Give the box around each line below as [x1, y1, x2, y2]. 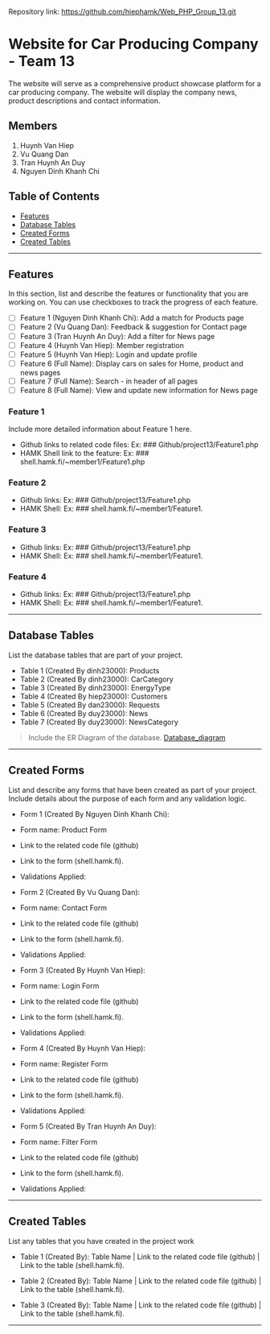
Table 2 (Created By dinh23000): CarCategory [19, 674, 174, 684]
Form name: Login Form [19, 980, 100, 990]
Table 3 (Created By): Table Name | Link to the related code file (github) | [19, 1300, 262, 1310]
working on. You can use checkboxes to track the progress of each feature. [8, 297, 259, 307]
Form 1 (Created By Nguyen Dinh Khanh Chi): [19, 809, 170, 818]
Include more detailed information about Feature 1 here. [8, 425, 192, 434]
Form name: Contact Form [19, 902, 107, 913]
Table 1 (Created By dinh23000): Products [19, 665, 160, 675]
